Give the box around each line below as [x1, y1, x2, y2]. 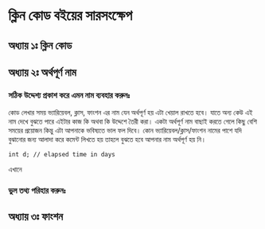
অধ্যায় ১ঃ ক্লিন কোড [8, 38, 72, 52]
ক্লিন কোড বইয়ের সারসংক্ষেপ [8, 6, 133, 25]
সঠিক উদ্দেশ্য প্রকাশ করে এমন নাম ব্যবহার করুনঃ [8, 89, 131, 101]
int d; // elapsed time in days [8, 151, 115, 159]
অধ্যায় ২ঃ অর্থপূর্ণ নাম [8, 65, 77, 79]
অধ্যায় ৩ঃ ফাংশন [8, 210, 64, 223]
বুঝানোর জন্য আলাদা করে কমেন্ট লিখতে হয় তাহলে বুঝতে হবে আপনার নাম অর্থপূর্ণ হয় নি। [8, 135, 207, 144]
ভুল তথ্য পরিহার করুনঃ [8, 185, 66, 196]
